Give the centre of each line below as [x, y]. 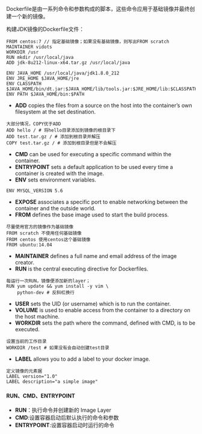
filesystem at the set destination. [55, 112]
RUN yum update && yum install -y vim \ [58, 286]
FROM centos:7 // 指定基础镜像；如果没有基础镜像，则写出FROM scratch [88, 41]
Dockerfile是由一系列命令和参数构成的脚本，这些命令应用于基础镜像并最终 [98, 9]
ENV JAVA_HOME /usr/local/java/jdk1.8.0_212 [63, 73]
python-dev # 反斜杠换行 [46, 293]
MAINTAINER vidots [29, 47]
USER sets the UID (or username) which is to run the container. [93, 304]
